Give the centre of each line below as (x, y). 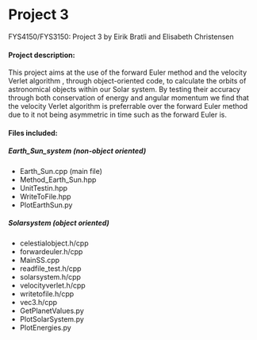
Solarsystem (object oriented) (59, 223)
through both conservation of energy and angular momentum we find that (129, 98)
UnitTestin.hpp (44, 187)
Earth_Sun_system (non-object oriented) (77, 151)
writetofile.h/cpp (47, 294)
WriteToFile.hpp (45, 196)
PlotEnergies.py (45, 327)
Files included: (33, 133)
